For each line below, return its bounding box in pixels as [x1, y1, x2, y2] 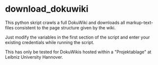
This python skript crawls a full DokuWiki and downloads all [5, 20, 126, 25]
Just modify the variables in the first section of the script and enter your [5, 34, 150, 40]
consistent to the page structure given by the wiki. [14, 24, 116, 30]
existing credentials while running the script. [5, 39, 94, 45]
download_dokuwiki [5, 3, 89, 15]
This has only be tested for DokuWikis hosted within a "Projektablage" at [5, 49, 152, 55]
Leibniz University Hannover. [5, 54, 64, 60]
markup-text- [126, 20, 153, 25]
